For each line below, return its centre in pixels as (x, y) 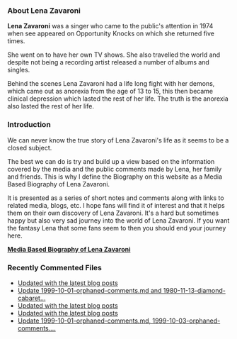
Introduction (29, 125)
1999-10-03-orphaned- (186, 321)
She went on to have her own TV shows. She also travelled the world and (114, 55)
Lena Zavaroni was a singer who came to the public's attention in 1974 (110, 26)
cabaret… (31, 298)
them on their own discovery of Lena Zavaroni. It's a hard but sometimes (113, 213)
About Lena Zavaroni (44, 11)
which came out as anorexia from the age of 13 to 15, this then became (110, 91)
